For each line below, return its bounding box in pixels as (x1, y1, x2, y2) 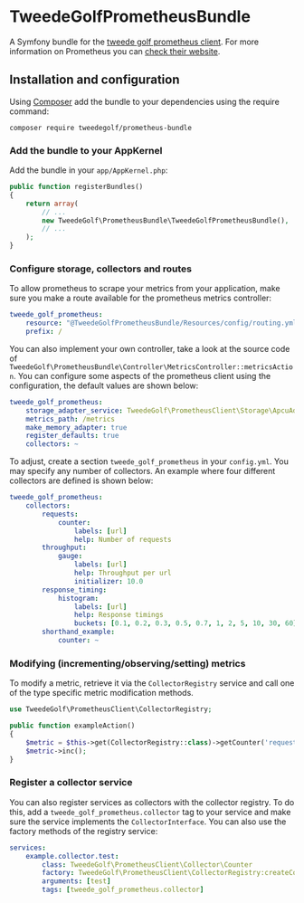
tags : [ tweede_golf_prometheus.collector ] (42, 885, 204, 895)
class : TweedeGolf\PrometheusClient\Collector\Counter (42, 860, 253, 870)
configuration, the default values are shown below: (9, 380, 199, 391)
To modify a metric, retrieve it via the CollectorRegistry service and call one (9, 678, 295, 689)
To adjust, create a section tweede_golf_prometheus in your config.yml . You (9, 456, 290, 467)
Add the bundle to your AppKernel (9, 144, 163, 157)
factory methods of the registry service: (9, 825, 158, 836)
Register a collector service (9, 776, 133, 789)
